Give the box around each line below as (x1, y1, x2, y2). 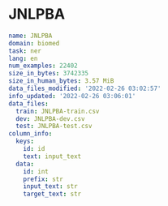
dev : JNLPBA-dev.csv (15, 114, 85, 122)
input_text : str (23, 182, 79, 191)
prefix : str (23, 175, 63, 183)
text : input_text (23, 152, 82, 161)
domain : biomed (8, 39, 60, 47)
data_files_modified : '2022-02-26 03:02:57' (8, 84, 162, 93)
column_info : (8, 130, 53, 138)
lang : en (8, 54, 38, 62)
